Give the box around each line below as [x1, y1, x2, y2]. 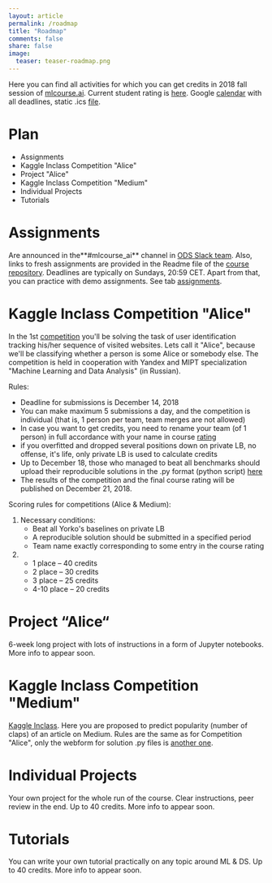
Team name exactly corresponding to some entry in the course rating [32, 541, 265, 550]
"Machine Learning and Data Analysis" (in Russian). [8, 366, 181, 376]
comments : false [8, 34, 63, 43]
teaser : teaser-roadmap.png [15, 58, 111, 66]
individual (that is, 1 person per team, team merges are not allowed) [19, 415, 246, 424]
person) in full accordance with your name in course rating [19, 432, 217, 441]
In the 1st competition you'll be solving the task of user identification [8, 331, 237, 341]
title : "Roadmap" [8, 27, 67, 35]
